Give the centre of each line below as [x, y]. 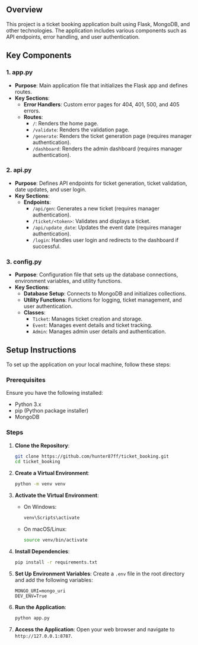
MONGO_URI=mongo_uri [40, 591]
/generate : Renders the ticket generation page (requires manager [112, 136]
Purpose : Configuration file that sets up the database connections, [96, 275]
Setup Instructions [41, 350]
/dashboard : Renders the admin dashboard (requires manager [107, 149]
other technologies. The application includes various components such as [96, 30]
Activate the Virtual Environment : [57, 495]
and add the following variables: [54, 580]
